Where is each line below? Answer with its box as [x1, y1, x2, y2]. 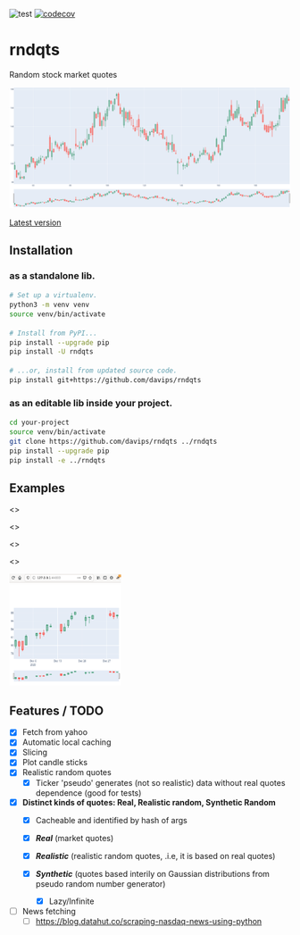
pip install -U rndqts [9, 347, 94, 356]
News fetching [21, 906, 76, 916]
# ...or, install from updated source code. [9, 366, 178, 375]
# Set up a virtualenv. [9, 291, 98, 300]
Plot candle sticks [21, 757, 87, 768]
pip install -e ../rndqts [9, 455, 105, 464]
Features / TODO [9, 703, 104, 718]
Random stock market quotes [9, 69, 118, 79]
